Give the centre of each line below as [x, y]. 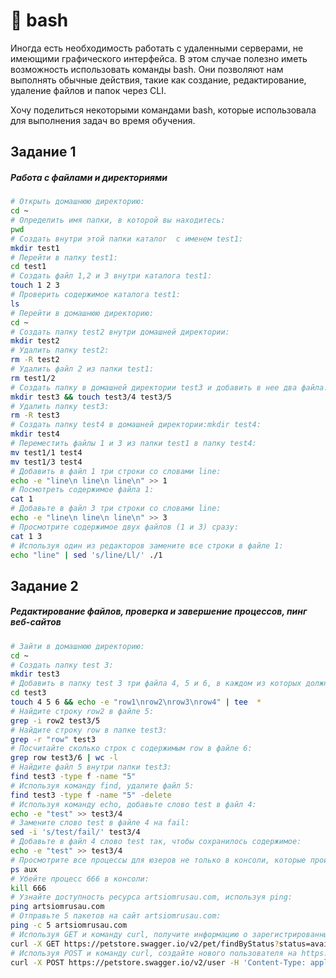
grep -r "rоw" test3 [53, 739]
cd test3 [28, 693]
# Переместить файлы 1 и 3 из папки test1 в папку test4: [133, 444]
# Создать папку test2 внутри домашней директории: [120, 332]
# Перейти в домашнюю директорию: [82, 313]
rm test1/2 [33, 378]
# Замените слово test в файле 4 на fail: [100, 823]
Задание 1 [43, 152]
